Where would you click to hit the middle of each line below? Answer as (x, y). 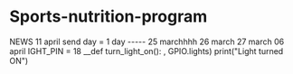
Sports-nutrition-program (109, 17)
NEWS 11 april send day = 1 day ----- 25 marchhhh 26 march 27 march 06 (147, 42)
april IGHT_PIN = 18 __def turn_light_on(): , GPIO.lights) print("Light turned (146, 51)
